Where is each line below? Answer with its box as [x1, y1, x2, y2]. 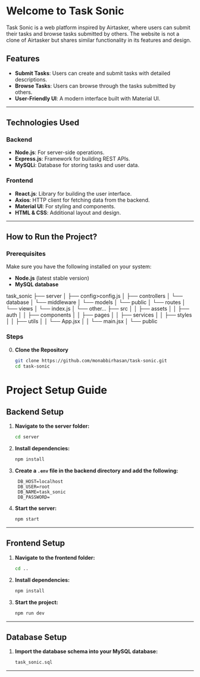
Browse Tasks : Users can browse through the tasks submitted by [14, 82, 176, 89]
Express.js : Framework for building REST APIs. [14, 155, 130, 162]
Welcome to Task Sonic [6, 4, 124, 18]
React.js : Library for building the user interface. [14, 190, 132, 197]
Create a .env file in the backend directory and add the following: [14, 467, 179, 474]
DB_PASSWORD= [17, 494, 50, 500]
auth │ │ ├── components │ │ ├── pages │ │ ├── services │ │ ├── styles [6, 311, 192, 319]
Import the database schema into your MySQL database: [14, 648, 158, 655]
